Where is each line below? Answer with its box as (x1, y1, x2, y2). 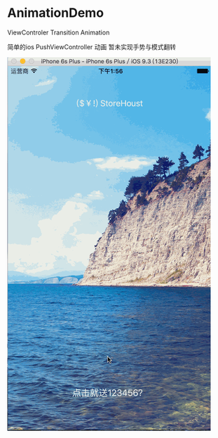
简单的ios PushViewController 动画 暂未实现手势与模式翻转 (7, 42, 177, 51)
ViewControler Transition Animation (7, 28, 110, 37)
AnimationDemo (7, 5, 104, 21)
